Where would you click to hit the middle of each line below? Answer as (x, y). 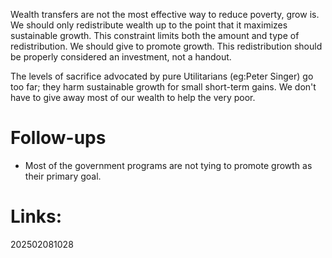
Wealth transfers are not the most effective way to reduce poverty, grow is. (165, 14)
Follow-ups (58, 138)
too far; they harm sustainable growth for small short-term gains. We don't (163, 87)
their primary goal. (63, 176)
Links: (36, 216)
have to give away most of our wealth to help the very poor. (133, 97)
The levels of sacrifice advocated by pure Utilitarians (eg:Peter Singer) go (162, 76)
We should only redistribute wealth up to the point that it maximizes (149, 25)
